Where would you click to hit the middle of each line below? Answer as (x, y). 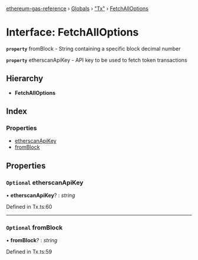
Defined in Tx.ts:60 (29, 207)
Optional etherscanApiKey (45, 182)
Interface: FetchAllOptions (72, 32)
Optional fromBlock (34, 228)
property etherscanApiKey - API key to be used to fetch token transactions (97, 60)
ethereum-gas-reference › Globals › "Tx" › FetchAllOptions (77, 9)
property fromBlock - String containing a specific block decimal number (93, 48)
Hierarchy (25, 79)
